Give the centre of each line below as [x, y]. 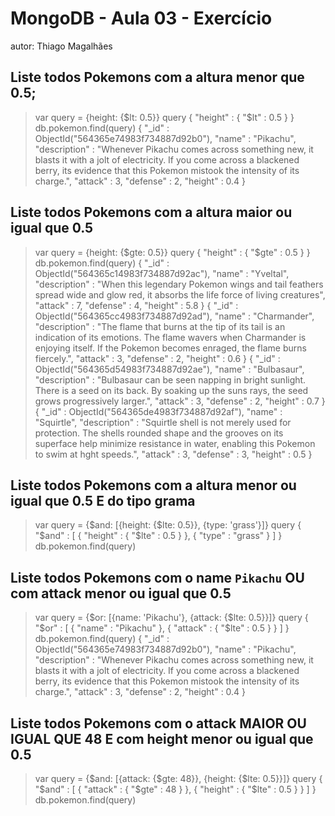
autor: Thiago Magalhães [61, 46]
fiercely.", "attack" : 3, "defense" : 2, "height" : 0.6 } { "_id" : [157, 358]
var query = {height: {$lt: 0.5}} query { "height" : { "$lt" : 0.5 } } [164, 117]
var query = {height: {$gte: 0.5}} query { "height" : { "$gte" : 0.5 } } [172, 252]
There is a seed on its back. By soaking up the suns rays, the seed [171, 390]
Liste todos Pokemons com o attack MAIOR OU [158, 723]
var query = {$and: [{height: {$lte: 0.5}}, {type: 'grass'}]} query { [168, 525]
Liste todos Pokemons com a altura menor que [157, 77]
